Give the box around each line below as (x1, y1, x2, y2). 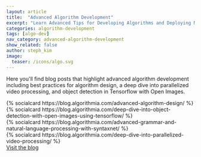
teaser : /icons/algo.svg (11, 59, 74, 64)
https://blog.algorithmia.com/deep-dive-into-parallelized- (41, 131, 184, 138)
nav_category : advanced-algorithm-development (6, 36, 124, 42)
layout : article (6, 8, 47, 15)
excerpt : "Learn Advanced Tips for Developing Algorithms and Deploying (6, 20, 191, 26)
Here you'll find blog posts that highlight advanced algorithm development (6, 75, 190, 82)
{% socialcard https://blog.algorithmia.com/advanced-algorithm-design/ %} (6, 99, 194, 106)
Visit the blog (6, 144, 39, 151)
